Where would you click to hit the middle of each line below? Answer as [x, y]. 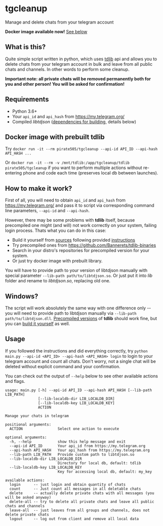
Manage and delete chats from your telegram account [59, 22]
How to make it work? [39, 188]
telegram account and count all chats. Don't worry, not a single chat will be [81, 361]
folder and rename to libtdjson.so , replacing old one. [58, 281]
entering [13, 173]
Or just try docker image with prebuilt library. [57, 261]
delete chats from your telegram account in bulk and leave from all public [79, 64]
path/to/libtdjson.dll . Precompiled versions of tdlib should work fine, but [81, 318]
